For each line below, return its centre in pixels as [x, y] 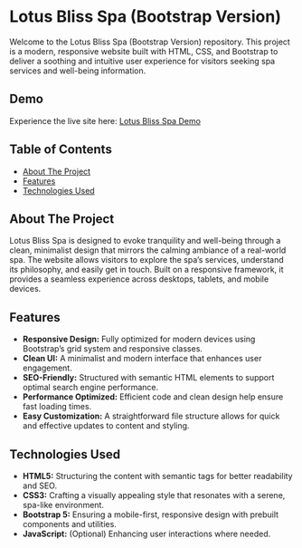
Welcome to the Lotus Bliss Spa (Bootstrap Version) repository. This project [150, 42]
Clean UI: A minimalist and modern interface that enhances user [142, 359]
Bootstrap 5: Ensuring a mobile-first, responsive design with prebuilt [150, 514]
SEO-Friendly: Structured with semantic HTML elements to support [148, 378]
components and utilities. [70, 524]
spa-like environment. [63, 505]
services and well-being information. [78, 71]
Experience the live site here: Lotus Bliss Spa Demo [105, 120]
